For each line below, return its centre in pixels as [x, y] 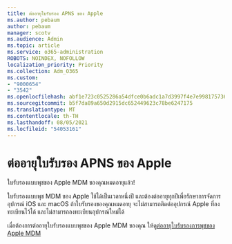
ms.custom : [23, 78]
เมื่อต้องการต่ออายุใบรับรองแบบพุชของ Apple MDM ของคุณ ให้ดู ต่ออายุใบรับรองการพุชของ [111, 225]
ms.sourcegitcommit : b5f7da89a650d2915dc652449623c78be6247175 [100, 103]
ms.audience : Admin [35, 39]
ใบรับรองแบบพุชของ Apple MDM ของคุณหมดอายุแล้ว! [71, 183]
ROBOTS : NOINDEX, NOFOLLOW [46, 59]
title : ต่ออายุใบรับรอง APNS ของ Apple [55, 13]
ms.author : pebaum [33, 20]
